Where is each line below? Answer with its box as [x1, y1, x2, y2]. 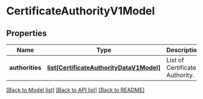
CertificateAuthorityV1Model [6, 4, 155, 18]
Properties [6, 28, 47, 38]
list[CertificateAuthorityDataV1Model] [47, 64, 161, 71]
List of [166, 56, 184, 64]
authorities [9, 64, 42, 71]
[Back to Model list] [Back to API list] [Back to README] [6, 86, 145, 94]
